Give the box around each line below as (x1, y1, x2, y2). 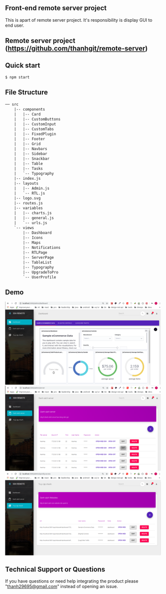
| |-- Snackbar (14, 156, 50, 161)
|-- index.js (14, 176, 41, 181)
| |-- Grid (14, 141, 41, 146)
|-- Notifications (23, 245, 61, 250)
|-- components (14, 107, 45, 112)
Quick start (5, 61, 41, 70)
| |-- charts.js (14, 210, 52, 215)
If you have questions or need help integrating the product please (5, 578, 138, 584)
